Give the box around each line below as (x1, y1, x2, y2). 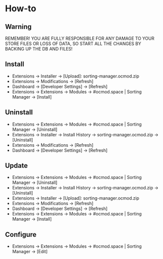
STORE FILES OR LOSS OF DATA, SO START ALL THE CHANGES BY (5, 41, 142, 47)
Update (5, 161, 28, 170)
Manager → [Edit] (12, 249, 48, 255)
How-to (5, 3, 37, 14)
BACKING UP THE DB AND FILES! (5, 46, 73, 52)
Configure (5, 230, 37, 238)
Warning (5, 23, 32, 31)
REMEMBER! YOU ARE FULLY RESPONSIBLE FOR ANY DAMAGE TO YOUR (5, 35, 155, 41)
